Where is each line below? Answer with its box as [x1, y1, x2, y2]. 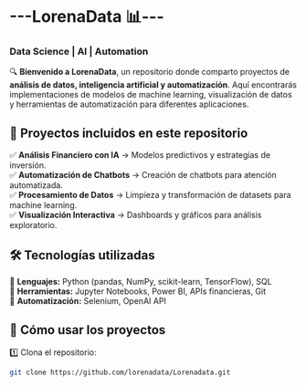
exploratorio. [9, 220, 58, 231]
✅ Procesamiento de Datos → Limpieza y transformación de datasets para [9, 190, 291, 201]
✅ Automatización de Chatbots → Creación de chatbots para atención [9, 170, 277, 181]
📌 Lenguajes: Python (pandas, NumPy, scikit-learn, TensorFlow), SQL [9, 276, 272, 287]
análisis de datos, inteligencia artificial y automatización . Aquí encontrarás [9, 79, 297, 90]
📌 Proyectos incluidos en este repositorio [9, 125, 248, 141]
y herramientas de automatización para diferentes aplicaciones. [9, 99, 249, 110]
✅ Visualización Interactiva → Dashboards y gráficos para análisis [9, 210, 262, 221]
